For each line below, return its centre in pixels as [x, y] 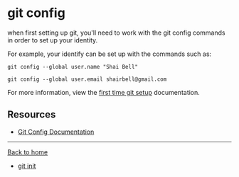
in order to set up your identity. [53, 40]
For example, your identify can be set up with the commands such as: [110, 54]
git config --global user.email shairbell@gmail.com [87, 79]
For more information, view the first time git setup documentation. [104, 92]
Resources [32, 115]
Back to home [28, 152]
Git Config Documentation [56, 132]
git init [27, 166]
